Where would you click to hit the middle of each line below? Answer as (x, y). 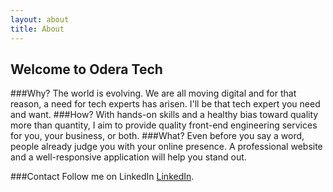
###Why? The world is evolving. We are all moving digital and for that (153, 93)
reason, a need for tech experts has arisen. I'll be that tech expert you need (165, 104)
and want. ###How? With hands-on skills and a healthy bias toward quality (164, 115)
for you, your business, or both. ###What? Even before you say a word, (157, 136)
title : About (37, 29)
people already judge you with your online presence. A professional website (166, 147)
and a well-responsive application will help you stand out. (128, 157)
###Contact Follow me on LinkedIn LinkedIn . (102, 177)
